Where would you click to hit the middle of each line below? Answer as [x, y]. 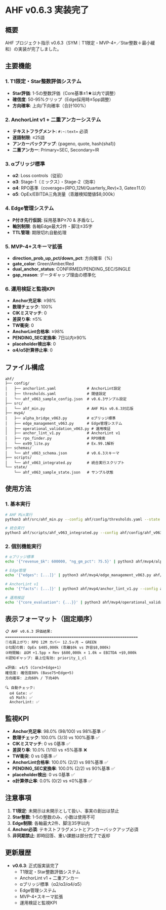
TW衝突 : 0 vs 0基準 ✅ [35, 756]
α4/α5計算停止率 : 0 [32, 350]
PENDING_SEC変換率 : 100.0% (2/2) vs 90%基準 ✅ [63, 768]
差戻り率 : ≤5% [27, 319]
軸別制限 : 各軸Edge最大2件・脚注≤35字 [52, 226]
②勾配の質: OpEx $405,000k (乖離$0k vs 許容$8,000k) [58, 648]
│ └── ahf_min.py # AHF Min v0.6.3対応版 [69, 408]
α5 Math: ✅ [21, 698]
